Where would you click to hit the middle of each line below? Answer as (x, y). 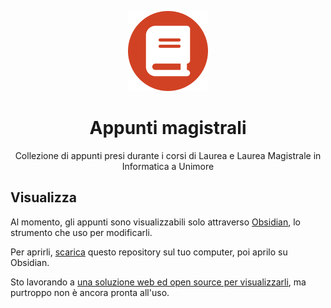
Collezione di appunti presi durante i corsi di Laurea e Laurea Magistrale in (168, 155)
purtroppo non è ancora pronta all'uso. (90, 292)
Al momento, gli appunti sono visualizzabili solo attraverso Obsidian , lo (156, 222)
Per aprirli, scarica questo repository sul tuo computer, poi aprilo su (149, 252)
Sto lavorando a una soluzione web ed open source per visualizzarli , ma (158, 282)
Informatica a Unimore (168, 166)
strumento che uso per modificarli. (81, 232)
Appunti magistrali (168, 128)
